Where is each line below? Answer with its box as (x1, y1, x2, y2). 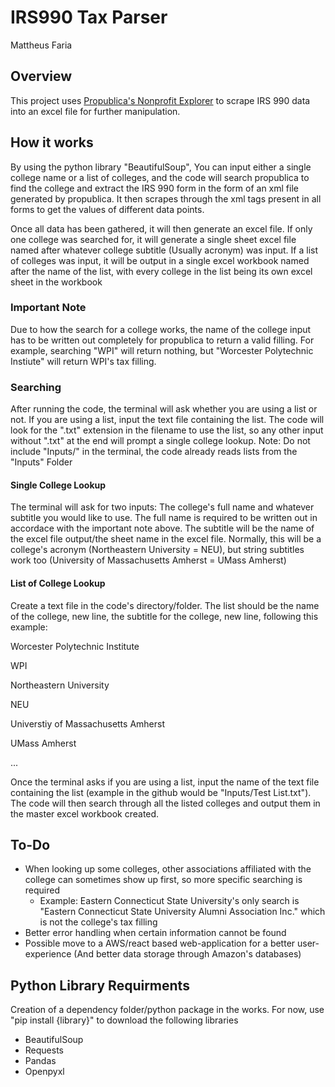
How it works (10, 134, 94, 151)
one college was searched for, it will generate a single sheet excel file (10, 233, 297, 245)
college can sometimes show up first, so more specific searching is (24, 874, 303, 886)
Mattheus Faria (10, 39, 73, 51)
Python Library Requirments (10, 977, 190, 994)
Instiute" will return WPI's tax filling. (10, 355, 157, 367)
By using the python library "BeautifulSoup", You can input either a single (10, 161, 312, 173)
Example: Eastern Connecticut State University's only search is (39, 895, 300, 907)
